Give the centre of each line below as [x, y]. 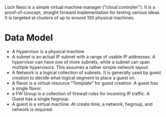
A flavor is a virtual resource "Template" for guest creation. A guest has [85, 83]
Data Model [29, 38]
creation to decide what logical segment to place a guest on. [74, 78]
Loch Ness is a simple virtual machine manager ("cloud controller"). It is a [80, 7]
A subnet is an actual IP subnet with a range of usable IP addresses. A [83, 57]
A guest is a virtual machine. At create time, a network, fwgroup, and [82, 104]
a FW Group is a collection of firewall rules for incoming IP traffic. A [81, 93]
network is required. [32, 109]
